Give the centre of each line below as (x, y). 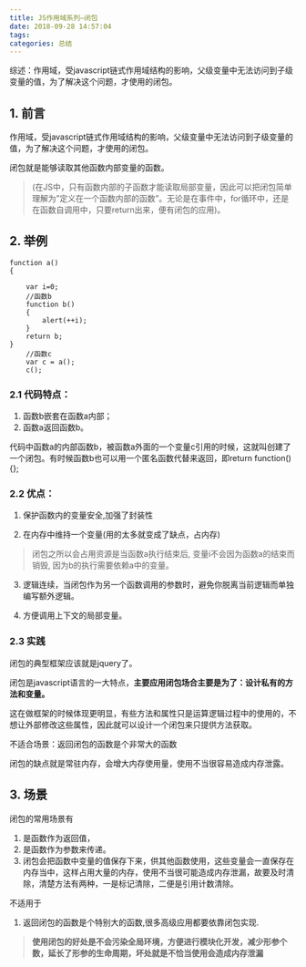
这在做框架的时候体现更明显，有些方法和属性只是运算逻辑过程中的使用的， (149, 713)
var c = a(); (51, 362)
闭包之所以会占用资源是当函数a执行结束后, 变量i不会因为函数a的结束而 (163, 554)
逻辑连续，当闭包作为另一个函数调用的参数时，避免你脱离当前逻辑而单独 (158, 585)
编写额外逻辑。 (51, 596)
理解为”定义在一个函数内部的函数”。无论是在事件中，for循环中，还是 (160, 199)
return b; (45, 336)
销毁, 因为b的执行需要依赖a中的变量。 (103, 565)
